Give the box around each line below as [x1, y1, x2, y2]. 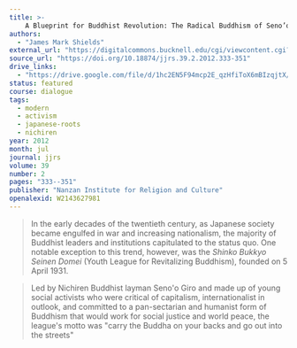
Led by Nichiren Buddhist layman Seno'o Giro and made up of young [30, 282, 281, 293]
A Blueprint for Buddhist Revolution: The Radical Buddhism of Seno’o [25, 21, 291, 30]
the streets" [30, 329, 74, 340]
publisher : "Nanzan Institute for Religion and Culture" [9, 186, 224, 195]
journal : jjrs [9, 152, 62, 162]
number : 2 [9, 169, 46, 178]
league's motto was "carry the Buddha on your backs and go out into [30, 320, 283, 330]
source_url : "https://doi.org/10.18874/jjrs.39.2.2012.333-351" [9, 54, 251, 63]
